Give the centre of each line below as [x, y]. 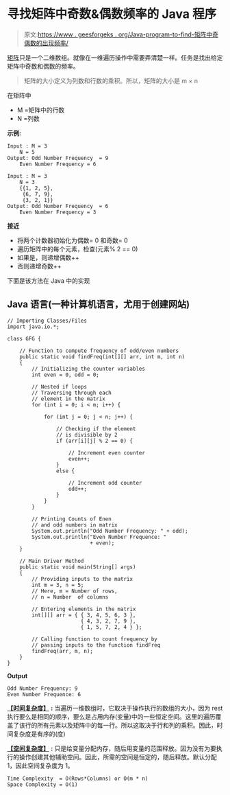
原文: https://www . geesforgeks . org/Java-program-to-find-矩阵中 [118, 34]
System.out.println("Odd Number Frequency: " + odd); [110, 531]
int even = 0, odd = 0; [65, 375]
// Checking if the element [96, 429]
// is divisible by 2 [87, 435]
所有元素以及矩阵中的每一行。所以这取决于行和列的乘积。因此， [127, 725]
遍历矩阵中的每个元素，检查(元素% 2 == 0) [77, 249]
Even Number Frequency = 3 [58, 212]
